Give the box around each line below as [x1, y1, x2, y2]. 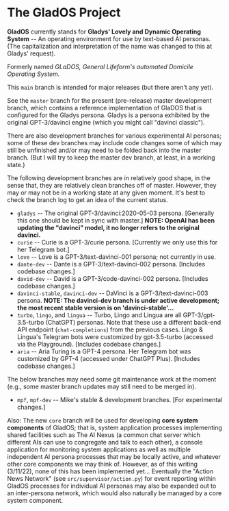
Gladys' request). [7, 49, 56, 58]
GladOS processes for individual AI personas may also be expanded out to [7, 482, 217, 490]
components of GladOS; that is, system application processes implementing [7, 423, 222, 432]
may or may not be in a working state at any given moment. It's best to [7, 188, 206, 197]
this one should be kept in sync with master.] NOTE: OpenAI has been [16, 216, 215, 224]
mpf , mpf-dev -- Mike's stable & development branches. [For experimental [16, 395, 223, 403]
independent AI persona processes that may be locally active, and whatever [7, 452, 221, 460]
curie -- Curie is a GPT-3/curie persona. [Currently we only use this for [16, 238, 218, 246]
